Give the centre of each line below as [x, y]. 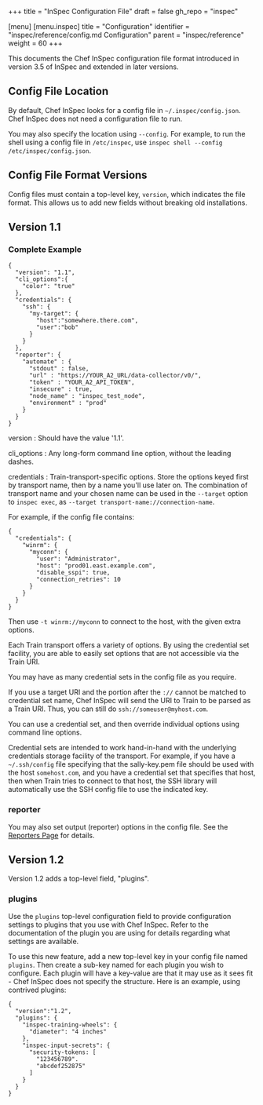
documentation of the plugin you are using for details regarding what [119, 932]
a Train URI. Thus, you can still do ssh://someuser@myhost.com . [108, 709]
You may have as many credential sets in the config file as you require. [122, 677]
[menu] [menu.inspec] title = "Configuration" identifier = [99, 26]
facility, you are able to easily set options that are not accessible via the [124, 654]
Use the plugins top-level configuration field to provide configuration [120, 916]
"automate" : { [47, 362]
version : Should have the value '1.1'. [66, 438]
